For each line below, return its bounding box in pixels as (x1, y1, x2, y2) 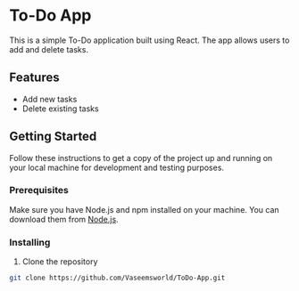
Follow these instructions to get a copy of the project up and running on (9, 152, 273, 163)
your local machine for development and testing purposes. (9, 162, 225, 173)
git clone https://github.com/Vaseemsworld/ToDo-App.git (9, 273, 226, 283)
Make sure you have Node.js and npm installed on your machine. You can (9, 204, 279, 214)
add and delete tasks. (9, 44, 89, 54)
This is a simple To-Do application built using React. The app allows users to (9, 35, 290, 45)
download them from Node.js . (9, 214, 119, 224)
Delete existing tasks (21, 103, 100, 114)
